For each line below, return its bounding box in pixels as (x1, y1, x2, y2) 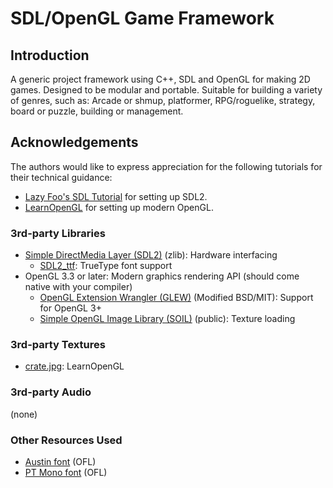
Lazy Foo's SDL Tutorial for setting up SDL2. (24, 190, 208, 202)
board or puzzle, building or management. (10, 105, 184, 117)
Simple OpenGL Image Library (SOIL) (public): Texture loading (39, 313, 296, 325)
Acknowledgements (10, 134, 139, 151)
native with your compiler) (24, 281, 133, 293)
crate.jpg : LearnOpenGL (24, 360, 125, 372)
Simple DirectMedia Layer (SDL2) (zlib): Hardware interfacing (24, 249, 278, 261)
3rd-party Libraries (10, 226, 106, 240)
